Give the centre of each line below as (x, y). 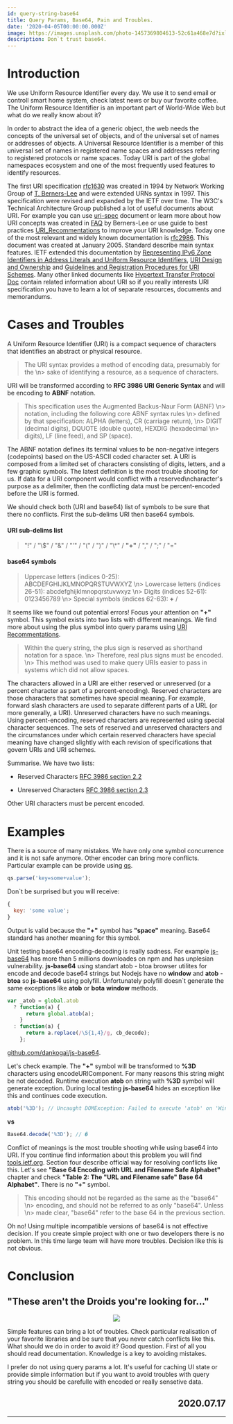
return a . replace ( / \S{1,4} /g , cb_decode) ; (88, 1033)
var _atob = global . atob (43, 1001)
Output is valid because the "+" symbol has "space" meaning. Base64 (109, 930)
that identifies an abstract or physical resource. (75, 351)
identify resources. (34, 173)
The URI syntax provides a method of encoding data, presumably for (122, 364)
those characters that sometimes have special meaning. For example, (106, 698)
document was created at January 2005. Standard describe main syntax (111, 245)
